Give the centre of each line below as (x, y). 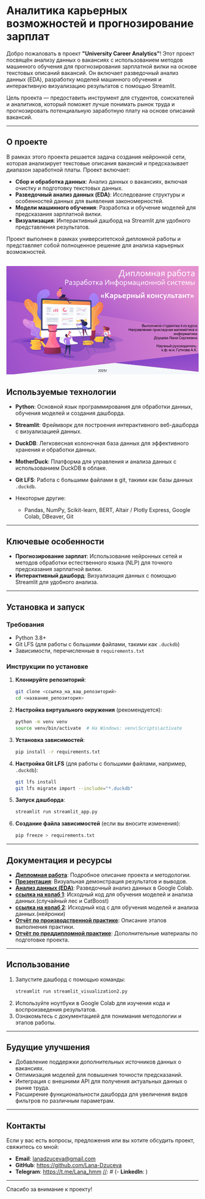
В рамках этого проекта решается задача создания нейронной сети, (96, 157)
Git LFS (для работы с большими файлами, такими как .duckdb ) (97, 644)
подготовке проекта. (42, 940)
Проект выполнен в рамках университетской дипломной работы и (94, 239)
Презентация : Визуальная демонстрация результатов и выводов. (101, 881)
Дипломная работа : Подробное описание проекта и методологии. (103, 875)
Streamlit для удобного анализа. (57, 582)
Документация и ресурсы (59, 860)
